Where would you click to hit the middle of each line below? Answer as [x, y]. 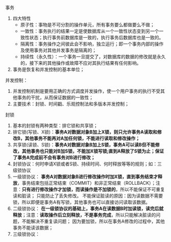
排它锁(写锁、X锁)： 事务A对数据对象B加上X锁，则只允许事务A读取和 [85, 132]
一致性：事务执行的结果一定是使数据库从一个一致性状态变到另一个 [90, 31]
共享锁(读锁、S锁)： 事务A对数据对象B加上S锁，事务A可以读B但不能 [84, 145]
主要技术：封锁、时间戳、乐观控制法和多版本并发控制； [71, 104]
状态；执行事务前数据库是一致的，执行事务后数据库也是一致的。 [96, 38]
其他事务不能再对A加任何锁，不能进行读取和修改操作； [82, 138]
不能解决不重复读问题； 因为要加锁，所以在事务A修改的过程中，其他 [93, 221]
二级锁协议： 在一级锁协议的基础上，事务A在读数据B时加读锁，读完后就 [88, 209]
